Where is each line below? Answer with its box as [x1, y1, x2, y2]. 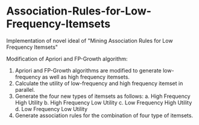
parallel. [14, 86, 35, 93]
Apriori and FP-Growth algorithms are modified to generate [14, 66, 162, 74]
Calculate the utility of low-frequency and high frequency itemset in [14, 80, 183, 87]
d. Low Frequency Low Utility [14, 105, 88, 112]
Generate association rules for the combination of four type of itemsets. [14, 112, 194, 119]
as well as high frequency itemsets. [42, 73, 130, 80]
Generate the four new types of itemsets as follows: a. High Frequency [14, 92, 191, 100]
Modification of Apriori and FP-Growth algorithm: [6, 55, 128, 62]
